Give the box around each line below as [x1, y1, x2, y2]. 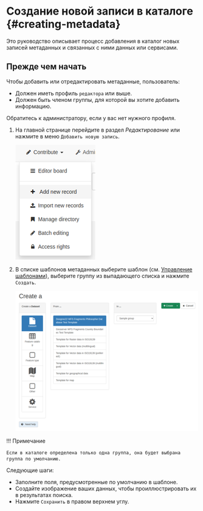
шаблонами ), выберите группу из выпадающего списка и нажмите [15, 272, 190, 279]
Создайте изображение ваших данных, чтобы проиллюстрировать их [15, 485, 197, 492]
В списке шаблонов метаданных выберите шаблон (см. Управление [15, 265, 193, 273]
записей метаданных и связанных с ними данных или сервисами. [6, 44, 178, 51]
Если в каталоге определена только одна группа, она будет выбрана [6, 450, 181, 456]
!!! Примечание [6, 437, 46, 445]
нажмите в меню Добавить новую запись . [15, 132, 120, 140]
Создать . [15, 279, 36, 286]
